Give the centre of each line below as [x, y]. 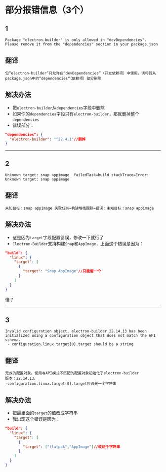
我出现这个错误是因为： [36, 419]
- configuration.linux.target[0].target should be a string [70, 344]
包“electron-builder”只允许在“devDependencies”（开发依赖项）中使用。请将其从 [81, 73]
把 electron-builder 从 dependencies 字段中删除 [59, 108]
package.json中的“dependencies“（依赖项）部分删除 [53, 78]
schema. [13, 340]
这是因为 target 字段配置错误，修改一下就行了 [58, 237]
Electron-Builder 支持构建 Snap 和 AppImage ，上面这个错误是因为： [78, 243]
